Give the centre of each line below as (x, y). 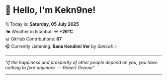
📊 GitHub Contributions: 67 (34, 39)
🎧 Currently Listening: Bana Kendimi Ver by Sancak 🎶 (61, 46)
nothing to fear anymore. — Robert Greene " (50, 67)
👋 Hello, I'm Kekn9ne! (50, 10)
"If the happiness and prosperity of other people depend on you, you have (82, 62)
